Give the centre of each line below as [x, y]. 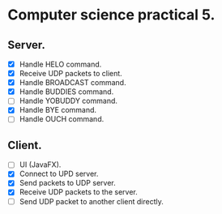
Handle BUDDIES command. [66, 92]
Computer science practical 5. [111, 15]
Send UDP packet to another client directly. [91, 201]
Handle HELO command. [60, 64]
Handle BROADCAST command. [73, 83]
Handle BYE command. [58, 110]
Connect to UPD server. [59, 174]
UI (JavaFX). [40, 165]
